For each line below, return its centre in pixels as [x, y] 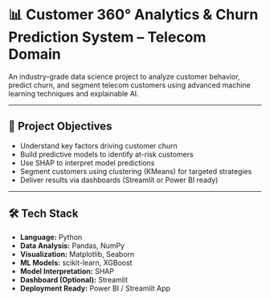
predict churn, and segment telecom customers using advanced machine [129, 85]
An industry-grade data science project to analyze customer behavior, [124, 76]
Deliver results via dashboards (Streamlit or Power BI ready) [119, 180]
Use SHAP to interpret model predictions [87, 163]
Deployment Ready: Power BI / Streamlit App [95, 288]
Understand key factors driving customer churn [99, 145]
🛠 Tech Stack [43, 214]
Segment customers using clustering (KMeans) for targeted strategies [136, 171]
